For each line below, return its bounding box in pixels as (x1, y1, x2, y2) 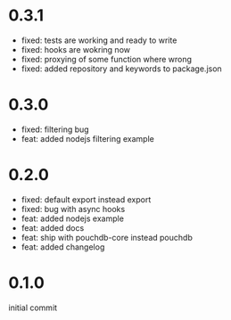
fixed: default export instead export (21, 193, 152, 205)
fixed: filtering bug (21, 124, 90, 135)
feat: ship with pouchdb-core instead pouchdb (21, 232, 193, 242)
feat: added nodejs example (21, 213, 124, 224)
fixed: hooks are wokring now (21, 44, 131, 54)
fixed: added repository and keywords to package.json (21, 63, 222, 74)
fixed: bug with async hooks (21, 203, 126, 214)
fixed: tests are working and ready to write (21, 35, 177, 45)
